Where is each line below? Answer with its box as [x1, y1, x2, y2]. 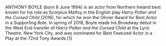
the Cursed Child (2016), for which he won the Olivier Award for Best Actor [5, 15, 158, 20]
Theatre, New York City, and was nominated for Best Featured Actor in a [5, 30, 153, 36]
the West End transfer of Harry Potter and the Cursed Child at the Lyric [5, 25, 150, 31]
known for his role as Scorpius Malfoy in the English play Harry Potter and [5, 9, 156, 15]
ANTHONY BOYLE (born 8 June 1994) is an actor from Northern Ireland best [5, 4, 161, 10]
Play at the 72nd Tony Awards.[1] [5, 35, 72, 41]
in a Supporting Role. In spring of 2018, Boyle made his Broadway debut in [5, 20, 157, 25]
